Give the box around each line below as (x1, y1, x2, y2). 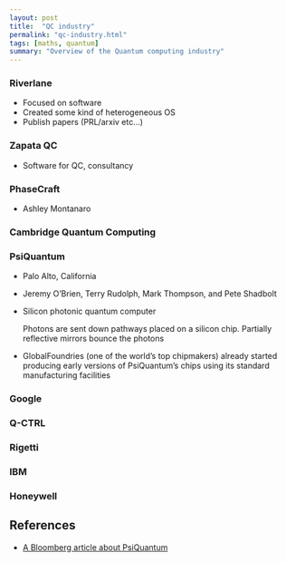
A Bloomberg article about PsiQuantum (22, 541, 168, 553)
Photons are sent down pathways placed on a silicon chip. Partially (22, 324, 272, 334)
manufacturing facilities (22, 370, 111, 381)
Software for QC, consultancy (22, 160, 134, 170)
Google (9, 392, 43, 405)
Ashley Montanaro (22, 203, 91, 214)
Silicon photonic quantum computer (22, 305, 157, 317)
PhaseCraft (9, 182, 61, 195)
